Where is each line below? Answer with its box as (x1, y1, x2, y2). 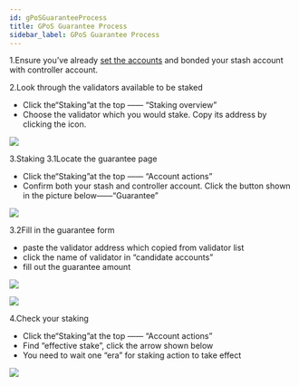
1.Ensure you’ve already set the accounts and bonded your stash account (9, 55, 284, 66)
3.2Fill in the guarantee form (9, 225, 115, 236)
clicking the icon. (22, 119, 87, 130)
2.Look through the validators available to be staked (9, 82, 204, 93)
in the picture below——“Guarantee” (22, 190, 159, 201)
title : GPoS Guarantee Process (9, 22, 128, 31)
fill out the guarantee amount (22, 262, 131, 273)
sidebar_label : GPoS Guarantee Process (9, 30, 160, 39)
